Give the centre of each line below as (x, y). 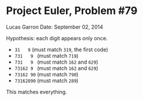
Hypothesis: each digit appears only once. (57, 38)
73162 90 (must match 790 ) (46, 74)
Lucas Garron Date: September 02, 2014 (55, 27)
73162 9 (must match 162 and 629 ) (56, 68)
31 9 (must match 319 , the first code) (61, 49)
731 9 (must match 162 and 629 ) (56, 62)
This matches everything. (36, 92)
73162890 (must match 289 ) (46, 81)
